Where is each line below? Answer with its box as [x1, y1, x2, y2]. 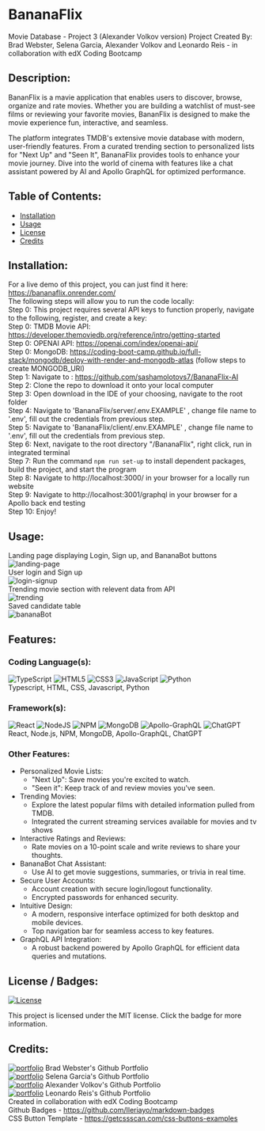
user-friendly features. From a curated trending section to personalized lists [8, 141, 256, 151]
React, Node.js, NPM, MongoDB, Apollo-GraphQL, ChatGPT [8, 729, 203, 738]
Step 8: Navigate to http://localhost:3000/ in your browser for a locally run [8, 473, 250, 483]
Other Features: [8, 749, 70, 760]
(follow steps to [195, 355, 246, 365]
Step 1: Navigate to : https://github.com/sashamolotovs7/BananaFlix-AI [8, 372, 239, 381]
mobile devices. [31, 918, 84, 928]
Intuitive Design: [19, 901, 73, 911]
